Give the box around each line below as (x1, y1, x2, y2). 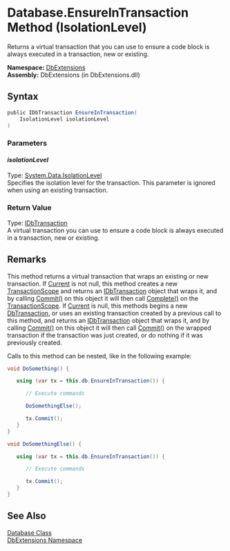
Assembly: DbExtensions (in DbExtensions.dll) (7, 71, 140, 79)
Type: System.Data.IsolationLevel (7, 171, 102, 180)
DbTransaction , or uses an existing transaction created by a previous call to (7, 308, 222, 317)
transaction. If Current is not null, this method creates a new (7, 279, 178, 288)
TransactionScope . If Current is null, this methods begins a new (7, 301, 188, 310)
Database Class (7, 528, 52, 536)
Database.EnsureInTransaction (7, 5, 189, 21)
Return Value (7, 203, 52, 213)
